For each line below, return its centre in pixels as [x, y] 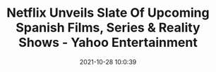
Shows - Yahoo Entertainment [108, 43]
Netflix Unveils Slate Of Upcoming [108, 13]
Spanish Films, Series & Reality [108, 28]
